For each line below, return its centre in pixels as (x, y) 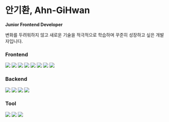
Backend (16, 79)
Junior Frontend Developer (34, 24)
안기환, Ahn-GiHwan (48, 10)
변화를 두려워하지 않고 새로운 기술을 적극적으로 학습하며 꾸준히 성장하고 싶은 (80, 35)
